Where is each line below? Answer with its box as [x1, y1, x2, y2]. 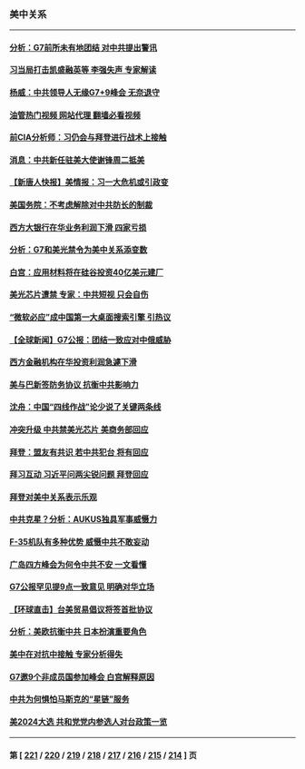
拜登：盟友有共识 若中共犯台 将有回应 [9, 447, 149, 458]
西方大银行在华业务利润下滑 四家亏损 [9, 222, 147, 232]
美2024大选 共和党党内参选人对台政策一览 [9, 715, 168, 727]
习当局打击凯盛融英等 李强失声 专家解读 [9, 64, 157, 75]
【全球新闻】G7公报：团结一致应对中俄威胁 [9, 334, 172, 345]
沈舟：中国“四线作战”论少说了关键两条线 [9, 401, 162, 412]
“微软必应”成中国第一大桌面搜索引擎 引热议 [9, 311, 172, 323]
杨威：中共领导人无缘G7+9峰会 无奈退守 [9, 87, 161, 98]
